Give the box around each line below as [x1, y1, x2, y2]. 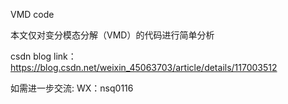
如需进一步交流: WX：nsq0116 [10, 82, 134, 94]
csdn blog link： [10, 50, 77, 62]
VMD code [10, 9, 55, 20]
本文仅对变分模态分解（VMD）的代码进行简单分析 [10, 29, 215, 41]
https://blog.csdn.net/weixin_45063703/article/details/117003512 [10, 62, 278, 73]
